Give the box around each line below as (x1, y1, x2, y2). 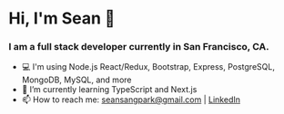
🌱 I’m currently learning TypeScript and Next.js (21, 84, 198, 95)
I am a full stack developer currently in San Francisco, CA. (8, 41, 269, 53)
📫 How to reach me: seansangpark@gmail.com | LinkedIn (21, 94, 240, 105)
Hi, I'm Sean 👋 (8, 8, 116, 29)
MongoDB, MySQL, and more (21, 74, 132, 85)
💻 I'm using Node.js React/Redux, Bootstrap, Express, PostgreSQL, (21, 62, 275, 72)
